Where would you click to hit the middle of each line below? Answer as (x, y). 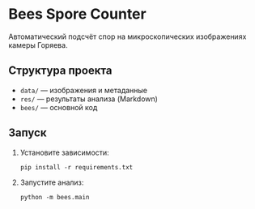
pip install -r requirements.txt (76, 167)
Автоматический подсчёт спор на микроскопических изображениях (127, 36)
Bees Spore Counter (78, 14)
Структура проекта (60, 71)
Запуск (28, 133)
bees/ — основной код (59, 107)
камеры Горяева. (38, 45)
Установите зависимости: (64, 152)
